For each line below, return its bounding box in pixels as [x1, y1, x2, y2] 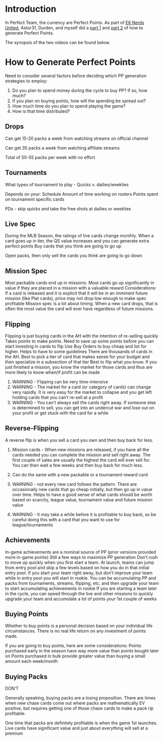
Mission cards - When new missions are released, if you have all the [12, 447, 149, 452]
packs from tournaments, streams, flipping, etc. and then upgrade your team [5, 580, 159, 586]
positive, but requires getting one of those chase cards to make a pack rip [5, 705, 154, 711]
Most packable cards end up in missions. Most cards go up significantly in [5, 280, 155, 286]
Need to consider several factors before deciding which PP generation [5, 72, 147, 79]
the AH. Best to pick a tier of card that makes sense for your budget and [5, 354, 150, 359]
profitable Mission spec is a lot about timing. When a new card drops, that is [5, 301, 158, 307]
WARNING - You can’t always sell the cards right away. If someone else [12, 400, 156, 405]
